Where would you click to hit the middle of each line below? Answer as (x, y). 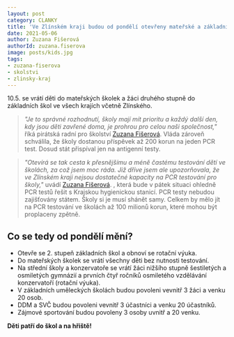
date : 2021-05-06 (32, 33)
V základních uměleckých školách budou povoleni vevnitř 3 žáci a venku (121, 290)
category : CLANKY (32, 20)
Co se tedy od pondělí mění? (70, 236)
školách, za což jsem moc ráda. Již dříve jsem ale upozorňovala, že (122, 170)
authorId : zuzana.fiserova (46, 46)
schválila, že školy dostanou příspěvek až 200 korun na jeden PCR (120, 142)
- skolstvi (23, 72)
